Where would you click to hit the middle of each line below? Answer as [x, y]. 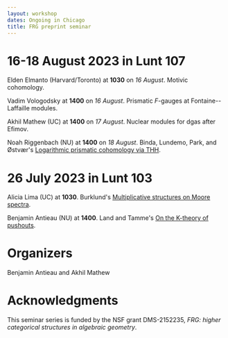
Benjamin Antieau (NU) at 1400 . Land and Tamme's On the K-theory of [108, 218]
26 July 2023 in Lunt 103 [80, 178]
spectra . [19, 205]
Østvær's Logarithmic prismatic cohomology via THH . [84, 150]
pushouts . [21, 226]
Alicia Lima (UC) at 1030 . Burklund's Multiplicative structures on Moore [109, 197]
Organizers [40, 253]
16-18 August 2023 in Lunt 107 [96, 61]
